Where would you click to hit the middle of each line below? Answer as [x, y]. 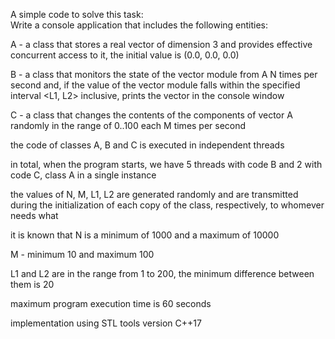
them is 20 [32, 284]
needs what [34, 215]
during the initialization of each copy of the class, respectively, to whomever [167, 205]
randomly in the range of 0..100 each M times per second [128, 125]
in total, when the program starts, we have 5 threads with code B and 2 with [166, 164]
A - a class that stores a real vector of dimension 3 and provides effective [161, 44]
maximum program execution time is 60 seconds [111, 303]
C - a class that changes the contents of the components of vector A [151, 115]
